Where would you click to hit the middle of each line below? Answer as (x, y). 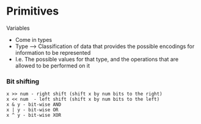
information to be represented (53, 52)
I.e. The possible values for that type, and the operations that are (97, 59)
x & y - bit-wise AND (34, 105)
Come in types (34, 40)
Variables (18, 28)
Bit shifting (23, 81)
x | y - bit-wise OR (33, 110)
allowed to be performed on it (53, 66)
